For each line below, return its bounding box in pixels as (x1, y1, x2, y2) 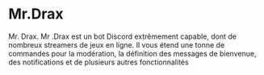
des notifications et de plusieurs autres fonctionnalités (8, 57, 189, 67)
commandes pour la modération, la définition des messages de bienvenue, (8, 48, 257, 58)
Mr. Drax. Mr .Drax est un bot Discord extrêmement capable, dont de (8, 31, 237, 41)
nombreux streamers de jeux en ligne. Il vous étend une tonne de (8, 40, 225, 49)
